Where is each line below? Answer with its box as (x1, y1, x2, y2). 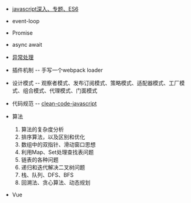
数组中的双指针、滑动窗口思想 (21, 141, 96, 148)
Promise (12, 29, 33, 36)
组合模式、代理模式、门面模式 (22, 87, 98, 94)
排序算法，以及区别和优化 (21, 133, 85, 140)
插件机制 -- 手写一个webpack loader (12, 66, 103, 74)
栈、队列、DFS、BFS (21, 171, 74, 178)
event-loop (12, 18, 40, 24)
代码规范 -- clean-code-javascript (12, 100, 97, 107)
